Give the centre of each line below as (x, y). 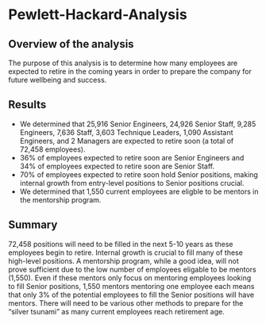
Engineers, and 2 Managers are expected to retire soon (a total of (127, 141)
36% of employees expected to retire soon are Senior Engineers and (132, 157)
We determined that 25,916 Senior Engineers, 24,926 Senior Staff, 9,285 (138, 124)
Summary (33, 225)
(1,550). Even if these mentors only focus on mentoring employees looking (130, 278)
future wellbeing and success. (58, 80)
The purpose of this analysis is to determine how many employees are (123, 63)
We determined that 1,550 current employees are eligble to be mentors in (139, 191)
